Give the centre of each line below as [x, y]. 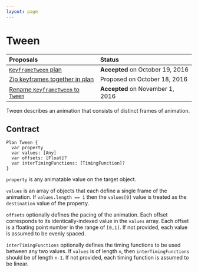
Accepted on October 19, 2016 [144, 70]
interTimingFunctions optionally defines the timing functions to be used [93, 245]
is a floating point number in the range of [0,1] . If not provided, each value [97, 227]
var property [27, 148]
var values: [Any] [34, 153]
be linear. [17, 264]
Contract [23, 129]
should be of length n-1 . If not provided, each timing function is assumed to [98, 258]
